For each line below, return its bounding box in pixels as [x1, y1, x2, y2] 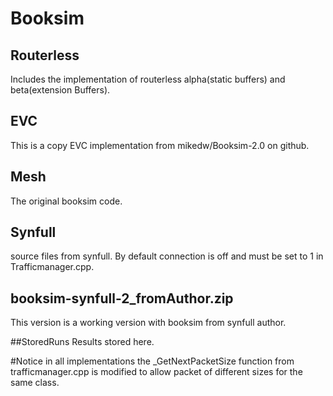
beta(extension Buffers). [10, 84, 111, 96]
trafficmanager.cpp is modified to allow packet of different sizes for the [10, 366, 303, 378]
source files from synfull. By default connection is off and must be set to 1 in [10, 250, 324, 262]
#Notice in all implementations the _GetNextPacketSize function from [10, 355, 295, 367]
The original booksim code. [10, 195, 123, 207]
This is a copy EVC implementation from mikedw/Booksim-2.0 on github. [10, 139, 310, 151]
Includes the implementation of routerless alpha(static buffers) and [10, 73, 286, 85]
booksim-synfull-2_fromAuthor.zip [10, 290, 234, 307]
